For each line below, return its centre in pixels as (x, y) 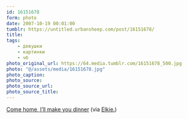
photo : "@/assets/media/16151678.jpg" (56, 69)
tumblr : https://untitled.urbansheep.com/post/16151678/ (81, 29)
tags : (13, 40)
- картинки (31, 52)
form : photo (21, 18)
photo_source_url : (30, 86)
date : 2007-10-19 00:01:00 (41, 23)
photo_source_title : (33, 92)
